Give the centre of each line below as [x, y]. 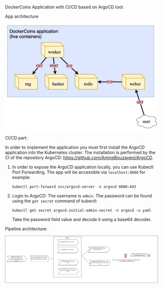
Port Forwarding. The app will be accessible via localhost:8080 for [79, 172]
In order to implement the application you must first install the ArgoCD [75, 147]
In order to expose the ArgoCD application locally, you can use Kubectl [83, 167]
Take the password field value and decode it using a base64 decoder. [82, 219]
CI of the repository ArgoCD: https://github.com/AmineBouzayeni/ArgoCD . [79, 158]
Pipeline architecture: [26, 229]
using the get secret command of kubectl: [55, 201]
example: [21, 177]
